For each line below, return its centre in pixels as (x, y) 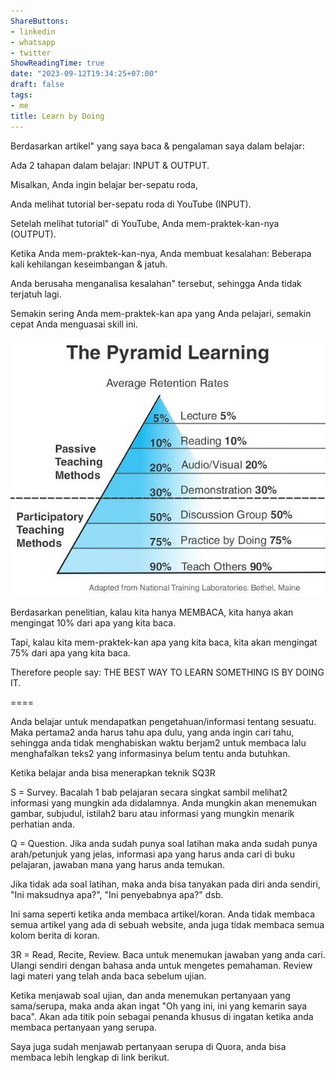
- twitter (31, 53)
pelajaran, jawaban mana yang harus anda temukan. (118, 865)
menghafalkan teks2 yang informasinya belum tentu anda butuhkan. (150, 754)
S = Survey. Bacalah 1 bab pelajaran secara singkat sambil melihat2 (149, 792)
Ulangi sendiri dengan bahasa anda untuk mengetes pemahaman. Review (161, 966)
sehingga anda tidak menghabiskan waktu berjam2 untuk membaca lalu (158, 743)
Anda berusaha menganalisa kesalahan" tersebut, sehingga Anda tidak (156, 283)
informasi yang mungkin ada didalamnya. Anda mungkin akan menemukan (163, 803)
